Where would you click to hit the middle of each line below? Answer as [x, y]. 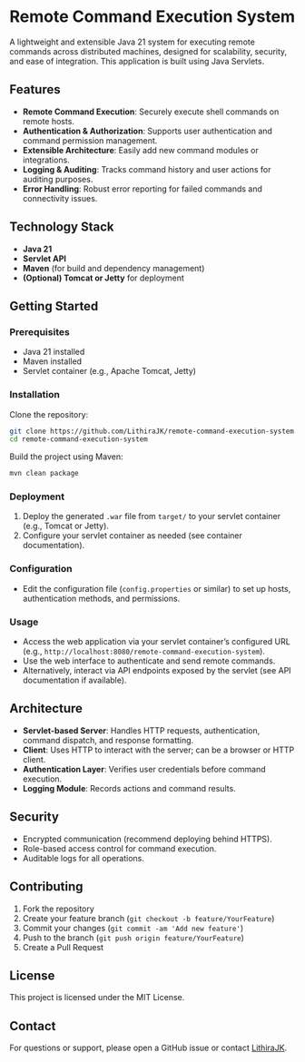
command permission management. [90, 140]
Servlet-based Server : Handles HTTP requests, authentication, [141, 730]
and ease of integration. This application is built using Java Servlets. [137, 61]
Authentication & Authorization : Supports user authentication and [147, 131]
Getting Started [54, 306]
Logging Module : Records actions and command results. [129, 788]
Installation [35, 395]
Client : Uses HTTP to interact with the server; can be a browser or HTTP [158, 750]
